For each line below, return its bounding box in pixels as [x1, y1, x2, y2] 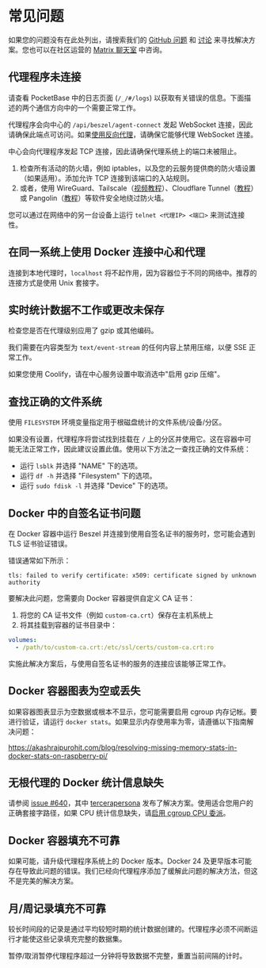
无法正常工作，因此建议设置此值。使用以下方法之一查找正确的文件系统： [14, 444, 251, 454]
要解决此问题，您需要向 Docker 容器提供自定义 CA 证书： [8, 593, 196, 603]
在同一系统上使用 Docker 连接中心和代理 [8, 245, 206, 259]
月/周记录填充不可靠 [8, 901, 107, 915]
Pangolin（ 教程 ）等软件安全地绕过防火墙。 [28, 193, 169, 202]
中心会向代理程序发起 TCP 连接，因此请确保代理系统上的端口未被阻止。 [8, 146, 241, 156]
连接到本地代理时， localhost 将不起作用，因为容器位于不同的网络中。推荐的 [8, 267, 257, 278]
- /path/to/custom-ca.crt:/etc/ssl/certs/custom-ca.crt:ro [15, 643, 215, 651]
